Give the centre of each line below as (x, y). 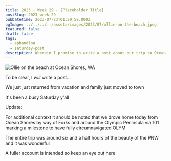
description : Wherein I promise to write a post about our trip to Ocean (86, 53)
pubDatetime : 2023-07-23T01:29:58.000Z (48, 19)
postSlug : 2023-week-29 (31, 15)
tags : (11, 39)
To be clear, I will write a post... (38, 77)
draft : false (19, 34)
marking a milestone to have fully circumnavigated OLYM (66, 128)
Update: (14, 107)
